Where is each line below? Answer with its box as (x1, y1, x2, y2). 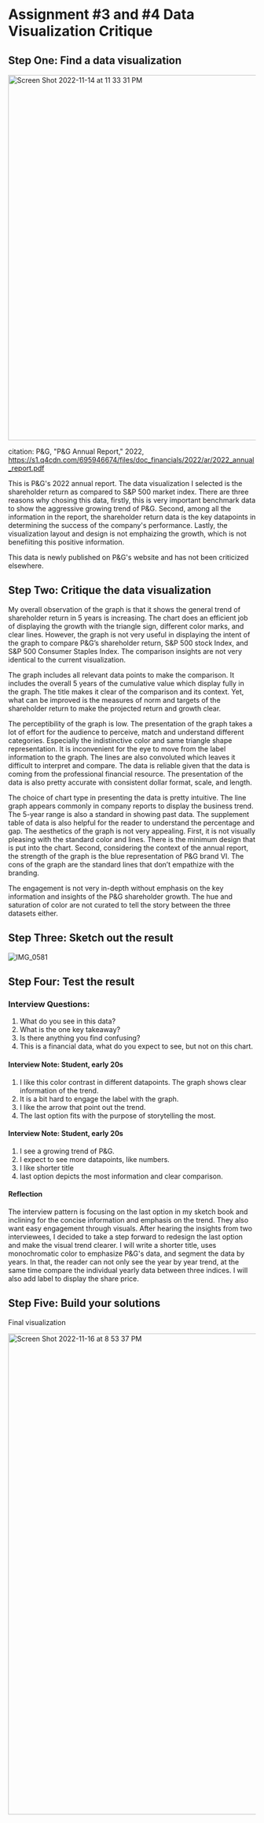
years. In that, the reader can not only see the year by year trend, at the (8, 1257, 240, 1266)
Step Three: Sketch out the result (8, 931, 174, 945)
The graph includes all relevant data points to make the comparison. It (8, 670, 235, 679)
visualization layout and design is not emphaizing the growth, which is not (8, 529, 247, 538)
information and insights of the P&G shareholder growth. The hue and (8, 892, 233, 901)
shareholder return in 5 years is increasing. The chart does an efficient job (8, 613, 249, 622)
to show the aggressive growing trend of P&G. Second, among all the (8, 504, 232, 513)
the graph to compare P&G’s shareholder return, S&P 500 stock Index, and (8, 638, 249, 648)
